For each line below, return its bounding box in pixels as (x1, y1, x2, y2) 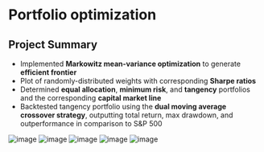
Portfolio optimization (8, 6, 157, 24)
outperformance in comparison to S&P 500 (19, 119, 163, 128)
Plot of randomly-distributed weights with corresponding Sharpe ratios (19, 76, 256, 85)
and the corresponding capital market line (19, 93, 162, 102)
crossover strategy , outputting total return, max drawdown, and (19, 110, 233, 120)
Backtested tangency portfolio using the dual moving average (19, 102, 227, 111)
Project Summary (8, 38, 98, 51)
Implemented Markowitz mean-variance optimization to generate (19, 59, 241, 68)
